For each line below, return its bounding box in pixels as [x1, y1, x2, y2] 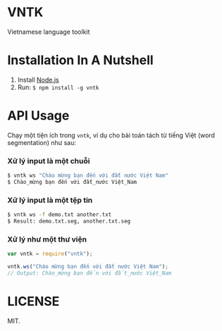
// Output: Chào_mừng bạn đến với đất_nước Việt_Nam [7, 269, 172, 277]
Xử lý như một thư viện [7, 234, 87, 244]
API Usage [7, 108, 70, 124]
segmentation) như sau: [7, 138, 76, 146]
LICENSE [7, 294, 60, 310]
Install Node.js [17, 75, 59, 84]
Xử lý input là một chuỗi [7, 156, 90, 165]
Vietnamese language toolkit [7, 27, 90, 36]
